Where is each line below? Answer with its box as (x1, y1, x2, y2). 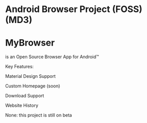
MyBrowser (5, 37, 55, 49)
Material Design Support (5, 73, 56, 79)
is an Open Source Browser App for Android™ (5, 54, 99, 60)
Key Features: (5, 64, 34, 70)
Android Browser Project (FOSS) (5, 4, 142, 15)
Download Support (5, 93, 44, 99)
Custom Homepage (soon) (5, 83, 60, 89)
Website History (5, 102, 39, 108)
